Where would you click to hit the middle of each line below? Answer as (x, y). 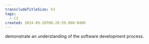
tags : (10, 14)
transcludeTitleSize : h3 (30, 9)
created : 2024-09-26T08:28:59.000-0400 (45, 23)
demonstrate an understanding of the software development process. (74, 36)
